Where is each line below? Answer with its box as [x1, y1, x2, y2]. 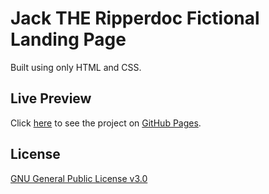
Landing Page [10, 28, 127, 51]
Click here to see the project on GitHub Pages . [10, 117, 202, 129]
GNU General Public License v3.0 [10, 172, 148, 184]
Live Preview [10, 90, 92, 107]
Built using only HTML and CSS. [10, 61, 142, 73]
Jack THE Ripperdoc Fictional [10, 7, 260, 30]
